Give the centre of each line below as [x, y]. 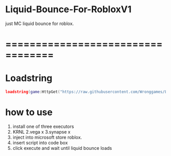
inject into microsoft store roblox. [47, 137]
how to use [29, 112]
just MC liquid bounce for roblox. [40, 23]
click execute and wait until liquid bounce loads [62, 148]
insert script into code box [40, 142]
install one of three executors [43, 126]
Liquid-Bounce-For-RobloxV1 [68, 9]
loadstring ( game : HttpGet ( [33, 92]
